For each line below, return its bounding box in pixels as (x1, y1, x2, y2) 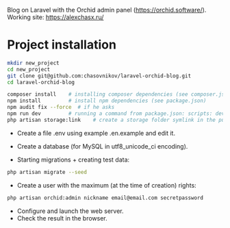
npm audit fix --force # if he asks (7, 104, 115, 111)
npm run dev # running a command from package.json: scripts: (7, 110, 213, 117)
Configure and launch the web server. (16, 207, 124, 215)
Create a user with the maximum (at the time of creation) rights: (16, 181, 196, 189)
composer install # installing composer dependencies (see (7, 91, 188, 98)
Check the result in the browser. (16, 214, 107, 222)
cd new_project (7, 66, 51, 73)
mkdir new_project (7, 60, 60, 66)
